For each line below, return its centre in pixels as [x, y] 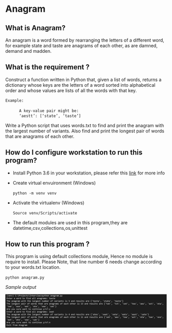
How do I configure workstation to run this [74, 153]
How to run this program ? [48, 244]
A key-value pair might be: [49, 111]
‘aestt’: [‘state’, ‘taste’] [50, 116]
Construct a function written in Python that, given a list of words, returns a [83, 80]
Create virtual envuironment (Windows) [54, 183]
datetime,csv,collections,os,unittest [50, 228]
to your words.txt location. [33, 267]
